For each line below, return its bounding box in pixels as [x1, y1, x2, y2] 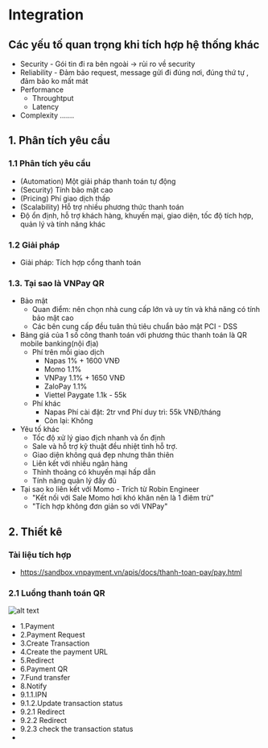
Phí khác [31, 399, 61, 409]
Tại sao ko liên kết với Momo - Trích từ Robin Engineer [19, 484, 200, 494]
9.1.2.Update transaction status [19, 699, 123, 709]
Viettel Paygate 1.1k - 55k [43, 390, 127, 400]
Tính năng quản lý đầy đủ [31, 476, 117, 485]
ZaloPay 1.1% [43, 381, 88, 392]
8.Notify [19, 681, 47, 691]
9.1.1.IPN [19, 690, 47, 700]
